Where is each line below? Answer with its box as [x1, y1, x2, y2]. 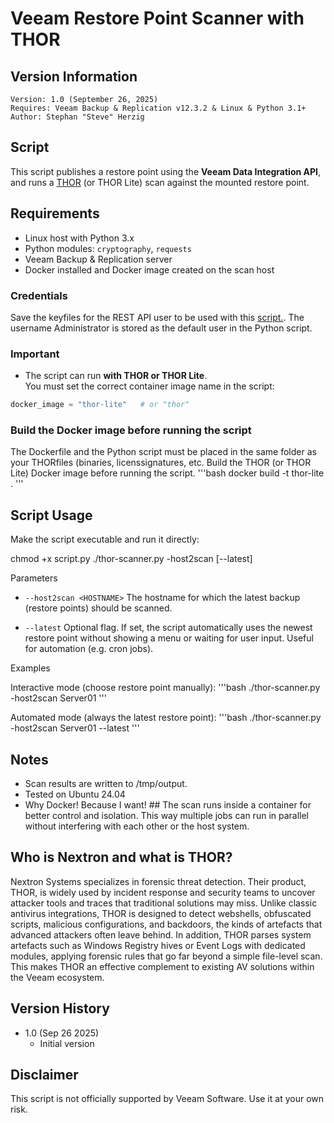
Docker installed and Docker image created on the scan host [24, 263, 275, 276]
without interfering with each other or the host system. [24, 820, 250, 832]
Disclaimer [10, 1067, 79, 1084]
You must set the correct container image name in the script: [24, 380, 275, 392]
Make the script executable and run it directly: [10, 533, 200, 546]
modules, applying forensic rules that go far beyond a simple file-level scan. [10, 950, 323, 962]
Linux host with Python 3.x [24, 232, 135, 244]
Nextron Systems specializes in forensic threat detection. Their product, [10, 875, 307, 887]
